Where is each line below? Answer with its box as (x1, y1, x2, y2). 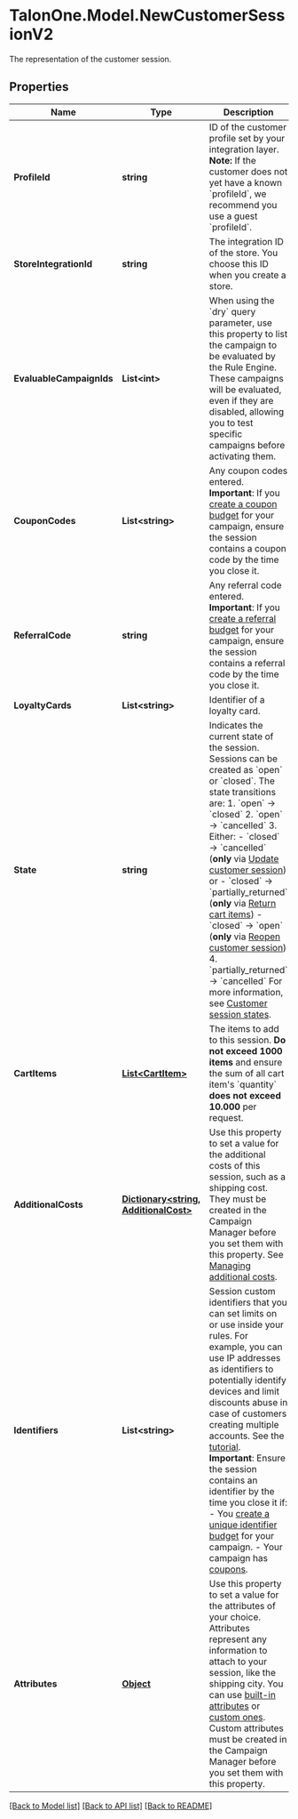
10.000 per (208, 1100, 257, 1113)
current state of (208, 730, 274, 743)
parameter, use (208, 317, 273, 329)
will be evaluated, (208, 383, 282, 396)
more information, (208, 986, 284, 998)
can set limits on (208, 1307, 278, 1319)
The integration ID (208, 235, 284, 247)
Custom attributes (208, 1722, 284, 1734)
